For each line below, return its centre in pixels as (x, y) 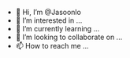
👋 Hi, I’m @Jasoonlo (48, 12)
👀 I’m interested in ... (49, 20)
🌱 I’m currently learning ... (58, 29)
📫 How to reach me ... (52, 46)
